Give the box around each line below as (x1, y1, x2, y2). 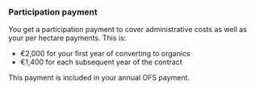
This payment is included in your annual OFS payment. (8, 73, 190, 83)
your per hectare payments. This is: (8, 33, 127, 43)
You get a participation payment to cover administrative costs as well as (8, 25, 248, 35)
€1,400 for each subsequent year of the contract (19, 57, 183, 67)
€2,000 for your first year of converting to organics (19, 49, 191, 59)
